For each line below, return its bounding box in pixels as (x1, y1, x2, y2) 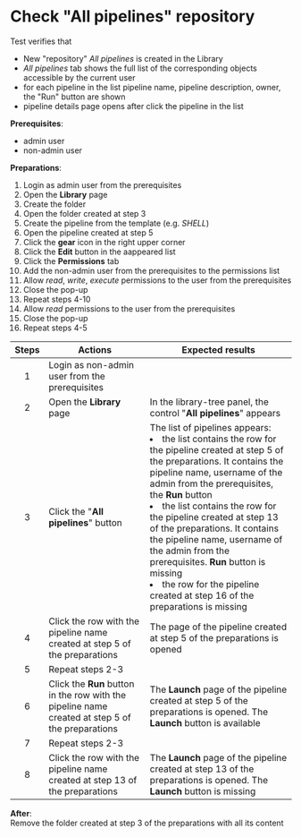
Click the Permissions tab (22, 255, 120, 266)
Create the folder (22, 199, 87, 209)
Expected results (181, 343, 255, 355)
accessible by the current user (22, 72, 136, 82)
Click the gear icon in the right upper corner (22, 236, 186, 247)
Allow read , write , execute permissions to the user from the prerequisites (22, 275, 292, 286)
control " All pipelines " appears (149, 406, 280, 419)
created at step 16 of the (149, 589, 255, 602)
